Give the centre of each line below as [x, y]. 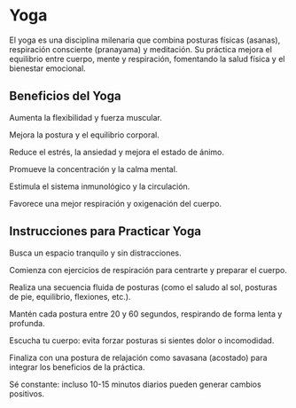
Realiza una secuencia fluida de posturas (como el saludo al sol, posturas [143, 287]
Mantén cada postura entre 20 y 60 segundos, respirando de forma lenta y [146, 314]
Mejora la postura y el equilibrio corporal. [84, 135]
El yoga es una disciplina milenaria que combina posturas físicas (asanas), [145, 40]
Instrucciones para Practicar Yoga [105, 231]
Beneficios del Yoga [65, 96]
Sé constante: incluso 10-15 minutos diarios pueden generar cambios [135, 384]
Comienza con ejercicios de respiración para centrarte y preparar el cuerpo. [148, 270]
